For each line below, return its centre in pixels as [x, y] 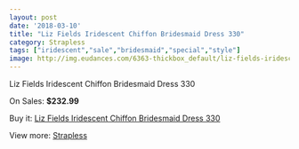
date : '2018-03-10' [45, 26]
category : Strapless [48, 42]
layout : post [33, 17]
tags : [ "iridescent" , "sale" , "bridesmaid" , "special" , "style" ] [125, 51]
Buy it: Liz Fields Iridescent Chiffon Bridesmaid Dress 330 [115, 118]
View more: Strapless [48, 135]
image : [21, 59]
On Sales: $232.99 [44, 101]
